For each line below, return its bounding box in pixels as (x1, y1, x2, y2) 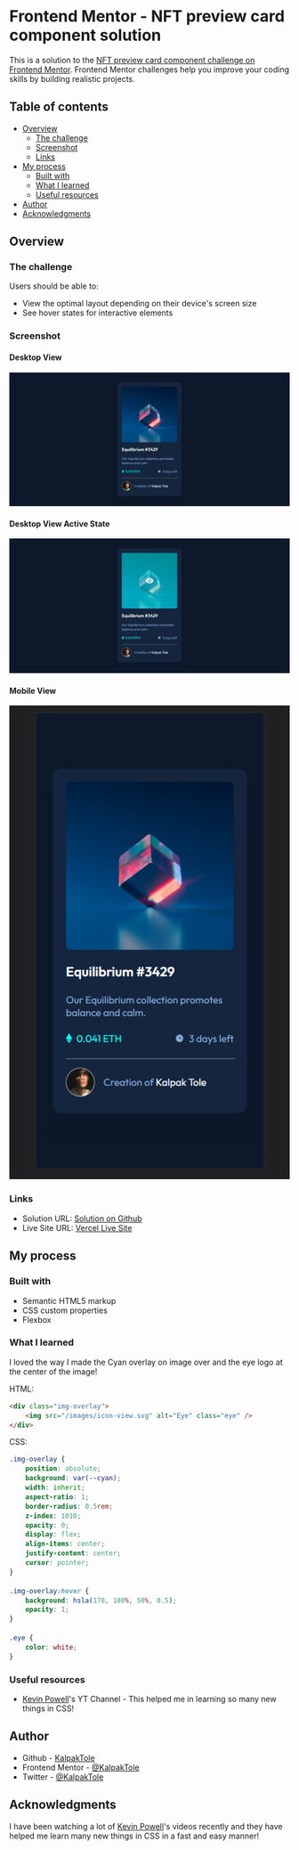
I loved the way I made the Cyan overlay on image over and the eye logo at (9, 1357, 283, 1367)
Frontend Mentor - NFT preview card (9, 6, 285, 27)
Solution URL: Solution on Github (21, 1213, 142, 1224)
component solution (9, 25, 162, 45)
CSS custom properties (21, 1305, 109, 1316)
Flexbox (21, 1314, 52, 1324)
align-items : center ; (25, 1539, 105, 1549)
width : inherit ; (25, 1483, 86, 1493)
